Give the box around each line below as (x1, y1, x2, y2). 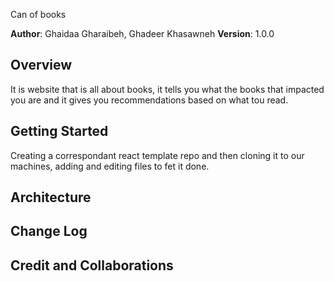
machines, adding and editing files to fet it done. (10, 160, 210, 172)
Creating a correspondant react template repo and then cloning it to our (10, 149, 305, 161)
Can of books (10, 9, 67, 20)
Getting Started (10, 123, 109, 140)
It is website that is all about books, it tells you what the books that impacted (10, 83, 325, 95)
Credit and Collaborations (10, 257, 174, 274)
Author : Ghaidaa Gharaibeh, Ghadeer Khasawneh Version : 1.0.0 (10, 28, 275, 39)
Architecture (10, 189, 92, 206)
